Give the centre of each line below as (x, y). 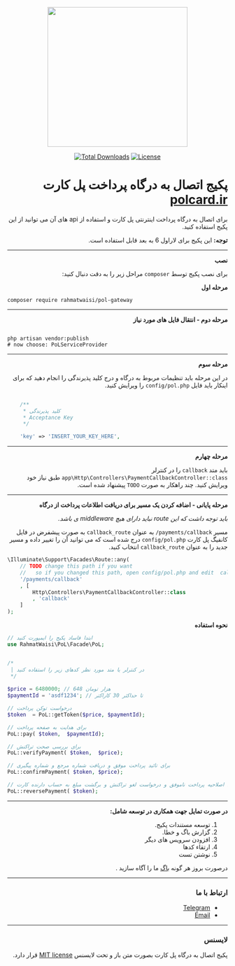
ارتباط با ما (212, 893)
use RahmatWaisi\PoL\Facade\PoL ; (56, 644)
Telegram (197, 908)
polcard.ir (199, 200)
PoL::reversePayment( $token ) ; (53, 791)
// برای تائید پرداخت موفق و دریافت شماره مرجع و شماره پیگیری (89, 765)
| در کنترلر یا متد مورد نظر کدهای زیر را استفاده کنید (77, 670)
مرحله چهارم (211, 456)
